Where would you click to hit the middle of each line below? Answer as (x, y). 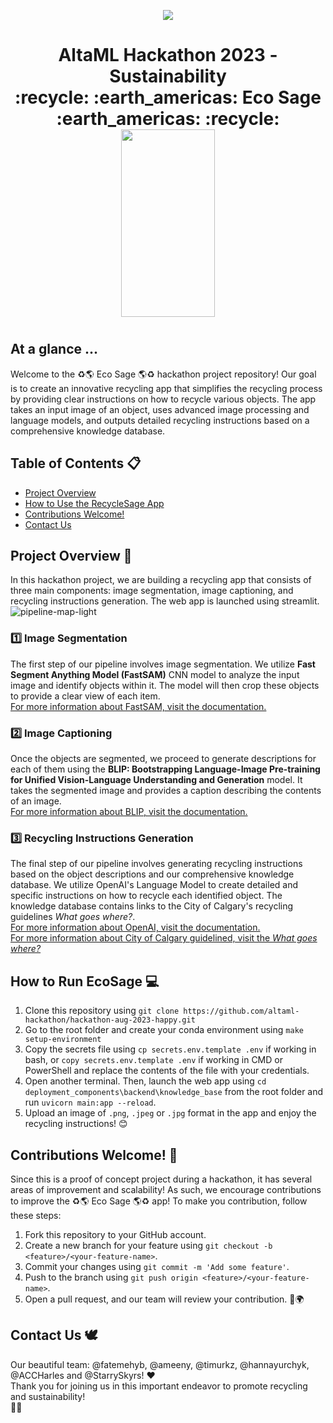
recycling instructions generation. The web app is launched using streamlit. (165, 601)
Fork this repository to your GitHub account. (115, 1234)
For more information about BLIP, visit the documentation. (129, 812)
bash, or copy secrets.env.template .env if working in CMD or (153, 1060)
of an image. (36, 801)
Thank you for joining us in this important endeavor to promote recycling (159, 1386)
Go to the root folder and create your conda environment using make (164, 1030)
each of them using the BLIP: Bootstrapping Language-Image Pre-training (165, 769)
